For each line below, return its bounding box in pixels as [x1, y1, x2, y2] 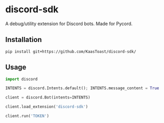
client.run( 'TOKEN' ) [5, 114, 50, 119]
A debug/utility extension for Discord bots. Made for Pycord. [5, 20, 133, 27]
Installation [5, 35, 42, 44]
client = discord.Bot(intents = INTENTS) [5, 95, 91, 100]
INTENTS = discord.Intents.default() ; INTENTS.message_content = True [5, 86, 159, 91]
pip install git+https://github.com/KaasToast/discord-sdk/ [5, 49, 137, 54]
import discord [5, 76, 38, 81]
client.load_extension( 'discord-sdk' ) [5, 104, 88, 110]
